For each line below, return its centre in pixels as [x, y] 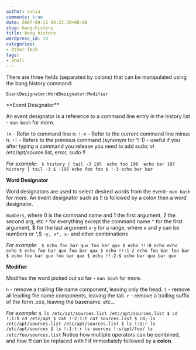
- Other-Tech [22, 50]
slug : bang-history [30, 28]
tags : [13, 55]
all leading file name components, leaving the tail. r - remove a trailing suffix [98, 295]
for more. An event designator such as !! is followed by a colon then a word [97, 197]
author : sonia [23, 11]
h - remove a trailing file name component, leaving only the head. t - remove [98, 289]
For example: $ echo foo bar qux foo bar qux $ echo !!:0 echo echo [92, 245]
